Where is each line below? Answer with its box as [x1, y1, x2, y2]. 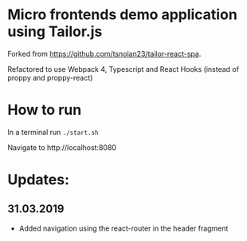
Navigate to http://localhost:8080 [7, 142, 117, 152]
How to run [7, 101, 82, 119]
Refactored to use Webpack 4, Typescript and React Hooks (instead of [7, 64, 240, 73]
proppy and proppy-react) [7, 73, 93, 82]
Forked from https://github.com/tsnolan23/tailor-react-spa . [7, 49, 202, 58]
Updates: [7, 171, 69, 189]
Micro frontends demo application [7, 6, 238, 24]
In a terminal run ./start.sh [7, 127, 99, 136]
